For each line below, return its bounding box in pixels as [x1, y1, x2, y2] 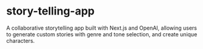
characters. [6, 37, 35, 44]
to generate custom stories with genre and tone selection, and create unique [6, 30, 198, 38]
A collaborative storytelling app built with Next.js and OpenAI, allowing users [6, 24, 198, 31]
